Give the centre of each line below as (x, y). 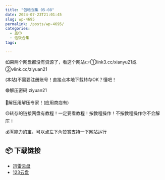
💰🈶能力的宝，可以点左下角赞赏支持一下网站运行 (56, 132)
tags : (11, 43)
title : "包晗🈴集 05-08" (30, 10)
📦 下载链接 (23, 151)
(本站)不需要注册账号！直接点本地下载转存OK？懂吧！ (61, 79)
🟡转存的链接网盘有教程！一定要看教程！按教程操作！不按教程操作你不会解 (82, 113)
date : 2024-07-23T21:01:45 (34, 15)
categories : (18, 29)
